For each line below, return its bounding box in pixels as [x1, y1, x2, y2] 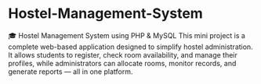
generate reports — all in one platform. [8, 67, 133, 76]
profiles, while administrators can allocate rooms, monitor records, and [8, 58, 237, 68]
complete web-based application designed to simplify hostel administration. [8, 42, 253, 51]
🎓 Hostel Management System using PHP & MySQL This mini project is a [8, 30, 245, 40]
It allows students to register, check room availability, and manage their [8, 50, 237, 59]
